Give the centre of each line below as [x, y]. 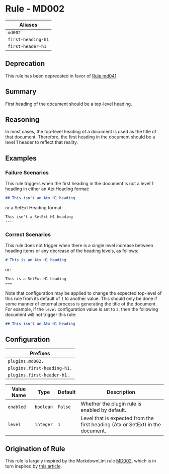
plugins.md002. [26, 361]
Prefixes [40, 354]
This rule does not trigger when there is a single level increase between [79, 245]
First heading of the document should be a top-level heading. [69, 104]
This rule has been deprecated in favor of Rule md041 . [62, 75]
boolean [44, 407]
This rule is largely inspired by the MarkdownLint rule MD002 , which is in [81, 461]
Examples [21, 158]
